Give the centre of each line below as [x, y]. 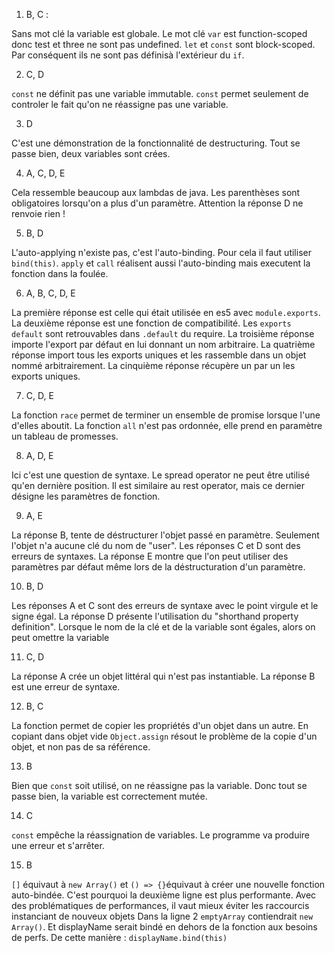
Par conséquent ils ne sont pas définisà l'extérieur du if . [128, 55]
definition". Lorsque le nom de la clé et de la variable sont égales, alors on [163, 627]
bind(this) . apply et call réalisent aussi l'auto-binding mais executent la [161, 263]
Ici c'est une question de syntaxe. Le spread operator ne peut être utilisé [161, 475]
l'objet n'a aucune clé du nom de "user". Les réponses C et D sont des [156, 545]
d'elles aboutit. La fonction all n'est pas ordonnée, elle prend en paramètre [167, 425]
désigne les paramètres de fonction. [86, 496]
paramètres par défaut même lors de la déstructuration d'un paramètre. [158, 567]
